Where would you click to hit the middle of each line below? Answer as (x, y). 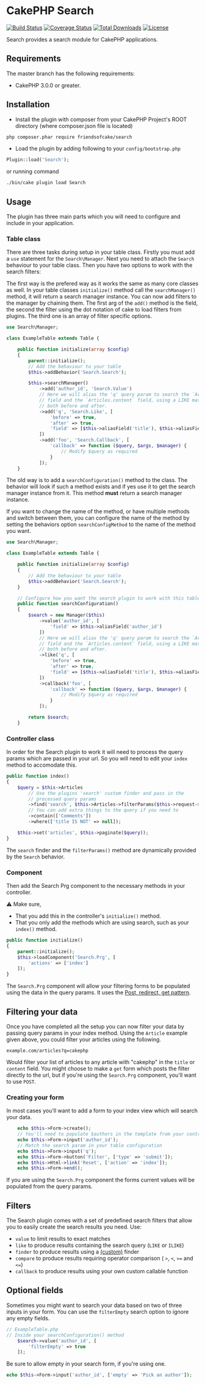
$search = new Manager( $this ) (67, 616)
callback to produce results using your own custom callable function (101, 1271)
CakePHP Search (50, 11)
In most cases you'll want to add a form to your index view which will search (102, 1111)
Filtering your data (42, 1012)
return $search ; (49, 717)
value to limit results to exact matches (63, 1239)
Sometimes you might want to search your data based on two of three (94, 1305)
